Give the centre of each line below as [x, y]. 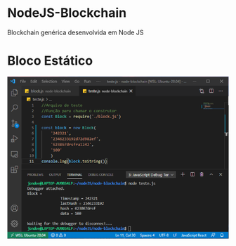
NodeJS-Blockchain [67, 13]
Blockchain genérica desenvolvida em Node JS [76, 32]
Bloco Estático [50, 61]
